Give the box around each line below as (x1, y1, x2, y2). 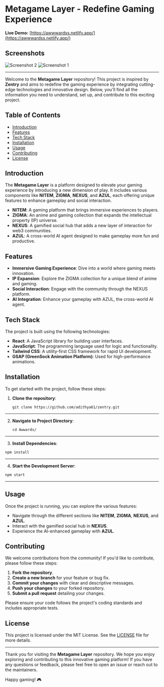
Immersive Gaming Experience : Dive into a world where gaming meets (12, 265, 156, 271)
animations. (12, 359, 36, 364)
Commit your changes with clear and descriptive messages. (12, 580, 135, 586)
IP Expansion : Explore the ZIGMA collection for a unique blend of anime (12, 275, 157, 281)
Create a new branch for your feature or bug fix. (12, 575, 110, 581)
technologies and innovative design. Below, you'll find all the (16, 86, 138, 92)
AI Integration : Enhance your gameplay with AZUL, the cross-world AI (12, 296, 154, 302)
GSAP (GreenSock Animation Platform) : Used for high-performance (12, 353, 151, 359)
